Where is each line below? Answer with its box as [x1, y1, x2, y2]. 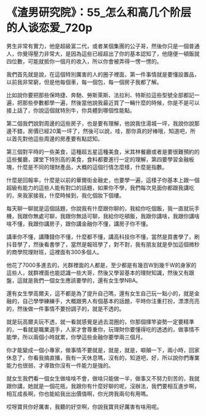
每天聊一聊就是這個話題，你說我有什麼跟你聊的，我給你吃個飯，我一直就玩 [6, 205, 194, 212]
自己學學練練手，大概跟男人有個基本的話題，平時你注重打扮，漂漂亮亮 [22, 297, 200, 304]
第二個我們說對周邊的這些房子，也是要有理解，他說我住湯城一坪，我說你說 [6, 119, 194, 127]
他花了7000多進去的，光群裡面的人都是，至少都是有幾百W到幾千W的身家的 [6, 261, 197, 268]
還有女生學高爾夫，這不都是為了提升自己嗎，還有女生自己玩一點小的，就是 [6, 289, 194, 297]
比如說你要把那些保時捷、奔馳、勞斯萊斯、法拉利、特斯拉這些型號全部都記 [6, 91, 194, 99]
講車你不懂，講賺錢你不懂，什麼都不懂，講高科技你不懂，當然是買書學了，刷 [6, 233, 200, 240]
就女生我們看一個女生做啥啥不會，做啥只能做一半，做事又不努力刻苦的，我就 [6, 374, 200, 382]
